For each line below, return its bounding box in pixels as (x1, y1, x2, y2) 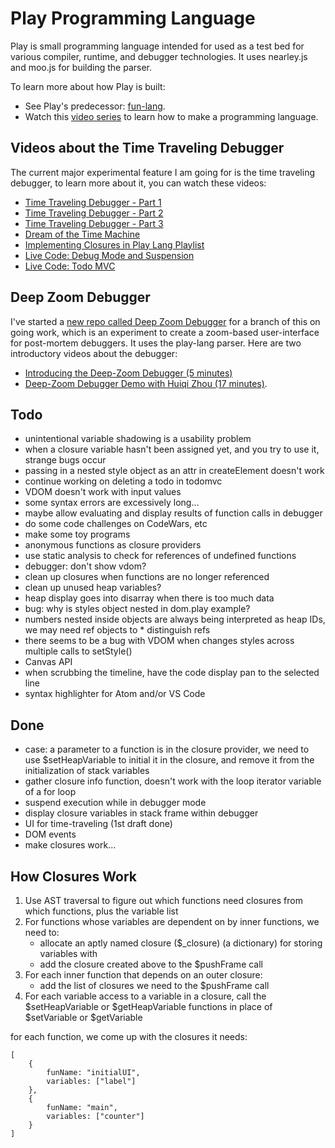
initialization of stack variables (24, 765, 150, 777)
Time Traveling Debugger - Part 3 (24, 217, 164, 229)
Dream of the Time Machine (24, 228, 141, 240)
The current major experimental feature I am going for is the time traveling (10, 166, 315, 178)
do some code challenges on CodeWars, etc (24, 518, 208, 530)
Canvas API (24, 656, 73, 668)
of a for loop (24, 786, 77, 798)
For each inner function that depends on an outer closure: (24, 969, 263, 981)
